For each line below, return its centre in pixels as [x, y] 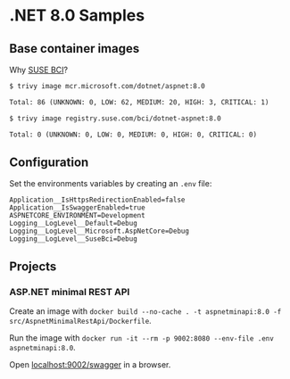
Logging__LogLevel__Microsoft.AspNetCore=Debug [99, 231]
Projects [33, 266]
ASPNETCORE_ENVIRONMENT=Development [77, 216]
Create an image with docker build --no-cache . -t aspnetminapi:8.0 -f [145, 311]
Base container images [75, 49]
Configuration [49, 162]
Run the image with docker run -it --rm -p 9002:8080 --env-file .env [141, 338]
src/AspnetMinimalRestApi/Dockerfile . [80, 321]
